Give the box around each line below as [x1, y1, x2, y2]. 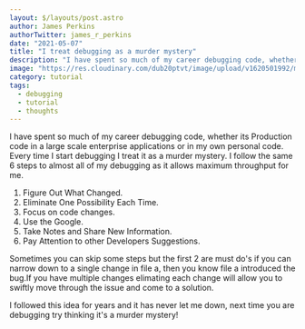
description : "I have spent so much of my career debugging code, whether [9, 55, 299, 65]
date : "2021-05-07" [9, 38, 84, 48]
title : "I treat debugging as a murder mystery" [9, 47, 197, 56]
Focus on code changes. [22, 206, 115, 218]
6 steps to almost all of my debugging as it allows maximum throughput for [9, 160, 289, 171]
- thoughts [17, 106, 59, 115]
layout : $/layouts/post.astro [9, 13, 124, 23]
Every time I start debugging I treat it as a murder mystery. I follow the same [9, 151, 293, 162]
